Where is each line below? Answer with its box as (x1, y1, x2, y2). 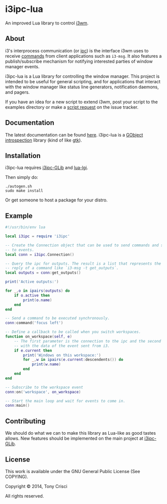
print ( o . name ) (23, 298, 52, 303)
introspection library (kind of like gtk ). (5, 137, 82, 143)
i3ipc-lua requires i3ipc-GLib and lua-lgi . (5, 165, 88, 170)
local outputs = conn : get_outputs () (5, 270, 81, 275)
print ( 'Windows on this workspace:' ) (23, 352, 101, 357)
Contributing (5, 417, 46, 425)
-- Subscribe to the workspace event (5, 385, 83, 390)
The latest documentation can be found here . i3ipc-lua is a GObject (5, 132, 143, 138)
